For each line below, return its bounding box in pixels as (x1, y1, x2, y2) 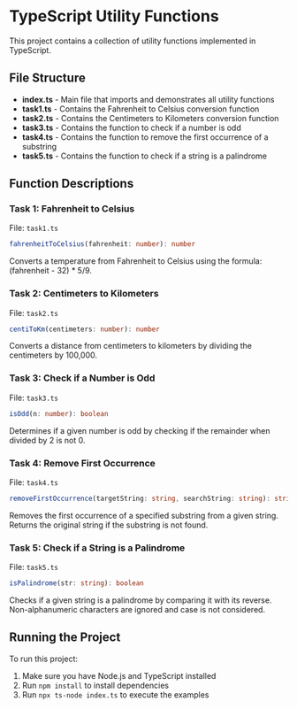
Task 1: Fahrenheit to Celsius (9, 203, 135, 215)
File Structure (9, 71, 86, 86)
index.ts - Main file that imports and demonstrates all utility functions (21, 94, 275, 104)
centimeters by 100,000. (9, 350, 97, 360)
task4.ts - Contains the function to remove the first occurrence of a (21, 131, 269, 143)
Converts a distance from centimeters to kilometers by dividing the (9, 341, 252, 351)
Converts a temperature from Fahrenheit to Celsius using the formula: (9, 256, 263, 266)
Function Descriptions (9, 176, 134, 191)
